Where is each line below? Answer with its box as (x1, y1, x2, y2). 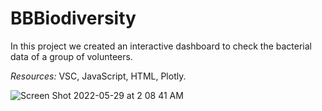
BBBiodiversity (10, 7, 137, 30)
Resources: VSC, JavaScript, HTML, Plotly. (10, 70, 187, 82)
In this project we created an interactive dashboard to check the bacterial (10, 40, 312, 52)
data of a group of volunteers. (10, 50, 133, 62)
